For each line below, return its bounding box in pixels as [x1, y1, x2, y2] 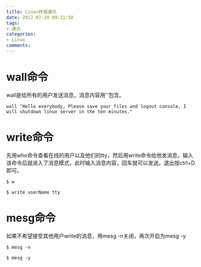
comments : [6, 43, 31, 49]
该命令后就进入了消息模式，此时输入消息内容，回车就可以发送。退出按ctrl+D [6, 159, 195, 166]
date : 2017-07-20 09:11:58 [6, 14, 74, 20]
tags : [6, 20, 20, 26]
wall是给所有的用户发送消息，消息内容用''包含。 [6, 91, 125, 98]
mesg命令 [6, 211, 56, 225]
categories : [6, 31, 36, 37]
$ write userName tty [6, 189, 61, 195]
